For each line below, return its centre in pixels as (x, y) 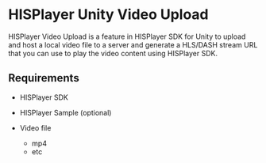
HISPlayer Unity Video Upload (108, 15)
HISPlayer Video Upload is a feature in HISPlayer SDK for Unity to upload (127, 36)
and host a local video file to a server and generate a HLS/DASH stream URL (133, 44)
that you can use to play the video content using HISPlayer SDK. (113, 53)
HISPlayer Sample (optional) (66, 112)
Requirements (44, 78)
